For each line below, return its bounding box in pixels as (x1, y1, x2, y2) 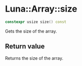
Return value (5, 42, 45, 50)
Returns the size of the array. (5, 55, 63, 61)
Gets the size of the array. (5, 28, 57, 34)
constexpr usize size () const (5, 19, 67, 24)
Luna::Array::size (5, 3, 77, 15)
